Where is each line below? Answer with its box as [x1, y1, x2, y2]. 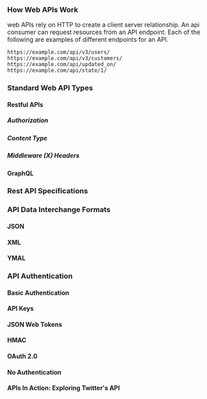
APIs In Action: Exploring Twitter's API [7, 384, 120, 392]
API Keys [7, 304, 34, 313]
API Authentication [7, 271, 73, 281]
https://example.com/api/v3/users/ [7, 49, 110, 56]
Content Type [7, 133, 48, 142]
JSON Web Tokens [7, 320, 63, 328]
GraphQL [7, 169, 34, 177]
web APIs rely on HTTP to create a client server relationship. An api [7, 21, 200, 29]
